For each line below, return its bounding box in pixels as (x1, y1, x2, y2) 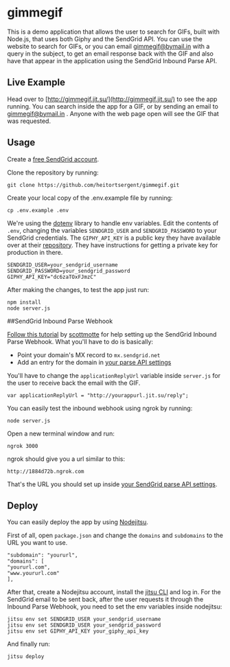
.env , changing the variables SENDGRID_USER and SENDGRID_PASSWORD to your (7, 226, 218, 234)
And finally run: (7, 640, 50, 648)
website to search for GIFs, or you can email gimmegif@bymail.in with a (7, 42, 210, 50)
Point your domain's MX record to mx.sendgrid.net (16, 350, 161, 359)
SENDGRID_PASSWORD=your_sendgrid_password (7, 267, 130, 274)
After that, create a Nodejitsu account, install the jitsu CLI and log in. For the (7, 588, 221, 596)
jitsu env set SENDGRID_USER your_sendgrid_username (7, 616, 161, 623)
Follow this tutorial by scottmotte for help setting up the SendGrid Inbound (7, 330, 217, 338)
